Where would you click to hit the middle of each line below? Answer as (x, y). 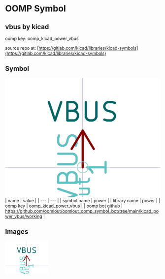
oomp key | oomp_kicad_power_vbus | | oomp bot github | (64, 206)
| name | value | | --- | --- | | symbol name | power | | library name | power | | (83, 201)
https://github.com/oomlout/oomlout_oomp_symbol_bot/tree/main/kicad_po (82, 211)
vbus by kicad (27, 27)
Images (17, 232)
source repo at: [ (22, 48)
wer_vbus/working (24, 217)
